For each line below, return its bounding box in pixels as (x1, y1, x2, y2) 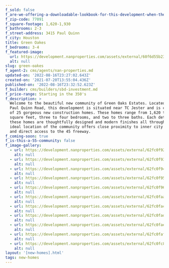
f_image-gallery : (5, 143, 42, 148)
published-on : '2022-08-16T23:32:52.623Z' (5, 82, 96, 87)
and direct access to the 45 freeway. (10, 129, 92, 134)
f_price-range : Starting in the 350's (5, 92, 87, 97)
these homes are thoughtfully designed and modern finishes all (10, 119, 147, 125)
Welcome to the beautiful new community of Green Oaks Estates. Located (10, 101, 165, 106)
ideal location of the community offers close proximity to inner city (10, 124, 163, 129)
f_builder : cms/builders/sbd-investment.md (5, 86, 98, 92)
